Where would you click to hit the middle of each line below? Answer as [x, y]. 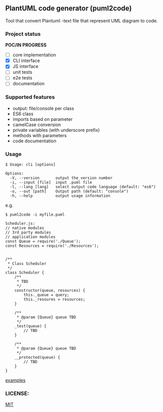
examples [16, 380]
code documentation [34, 141]
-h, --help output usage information [60, 196]
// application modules [31, 237]
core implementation [34, 55]
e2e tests [22, 78]
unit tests [22, 72]
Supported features [30, 97]
